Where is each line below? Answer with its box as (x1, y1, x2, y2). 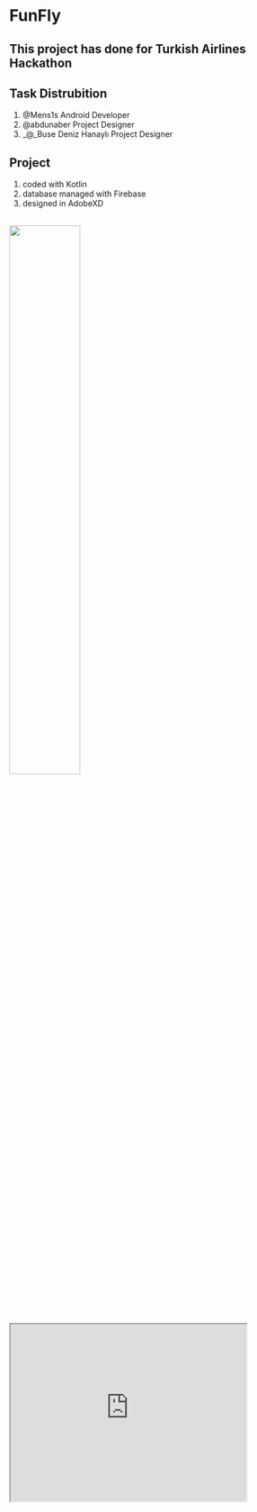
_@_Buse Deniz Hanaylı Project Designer (22, 129, 173, 140)
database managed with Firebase (22, 188, 146, 199)
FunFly (9, 5, 61, 26)
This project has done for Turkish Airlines (9, 41, 247, 57)
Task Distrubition (9, 86, 108, 101)
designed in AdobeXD (22, 198, 104, 209)
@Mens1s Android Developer (22, 110, 130, 121)
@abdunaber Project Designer (22, 119, 135, 131)
